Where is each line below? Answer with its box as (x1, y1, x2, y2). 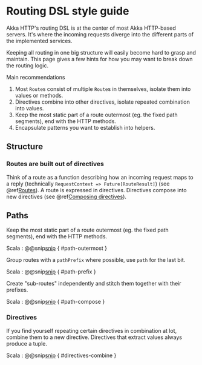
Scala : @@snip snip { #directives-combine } (6, 352, 117, 359)
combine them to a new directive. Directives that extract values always (6, 333, 183, 341)
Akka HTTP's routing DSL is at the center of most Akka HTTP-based (6, 24, 177, 32)
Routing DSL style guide (6, 4, 129, 18)
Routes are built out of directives (6, 159, 104, 168)
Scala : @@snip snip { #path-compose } (6, 298, 105, 306)
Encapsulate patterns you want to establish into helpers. (15, 124, 155, 131)
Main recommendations (6, 73, 65, 81)
